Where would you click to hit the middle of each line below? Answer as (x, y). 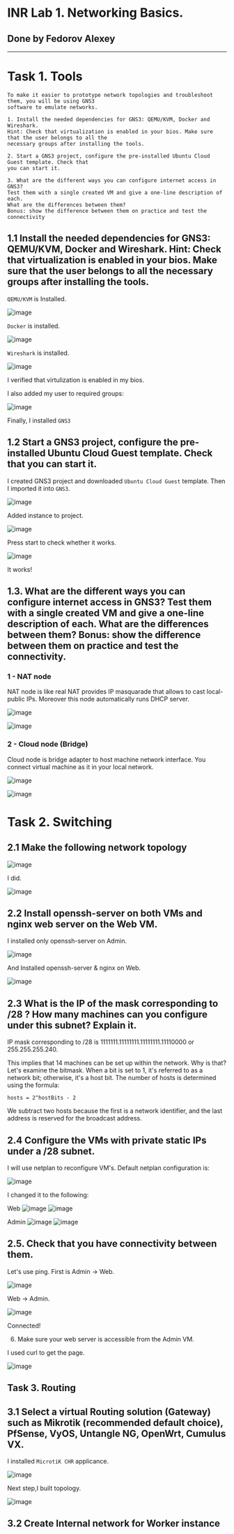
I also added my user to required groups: (65, 393)
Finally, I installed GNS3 (39, 420)
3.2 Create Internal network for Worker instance (114, 1524)
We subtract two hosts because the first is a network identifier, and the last (115, 1111)
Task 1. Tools (45, 76)
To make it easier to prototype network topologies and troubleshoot (110, 95)
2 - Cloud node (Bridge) (48, 744)
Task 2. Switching (60, 822)
